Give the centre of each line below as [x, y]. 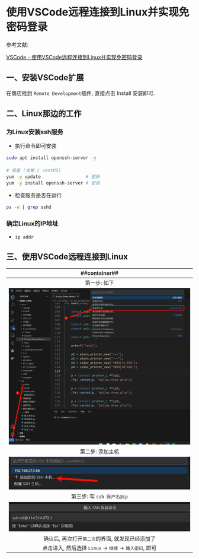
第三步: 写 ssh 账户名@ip [99, 497]
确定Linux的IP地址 [32, 223]
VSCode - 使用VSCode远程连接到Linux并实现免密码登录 [74, 57]
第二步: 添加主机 [99, 452]
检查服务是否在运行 [38, 195]
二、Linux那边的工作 [44, 114]
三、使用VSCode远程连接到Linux [67, 257]
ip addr [24, 237]
